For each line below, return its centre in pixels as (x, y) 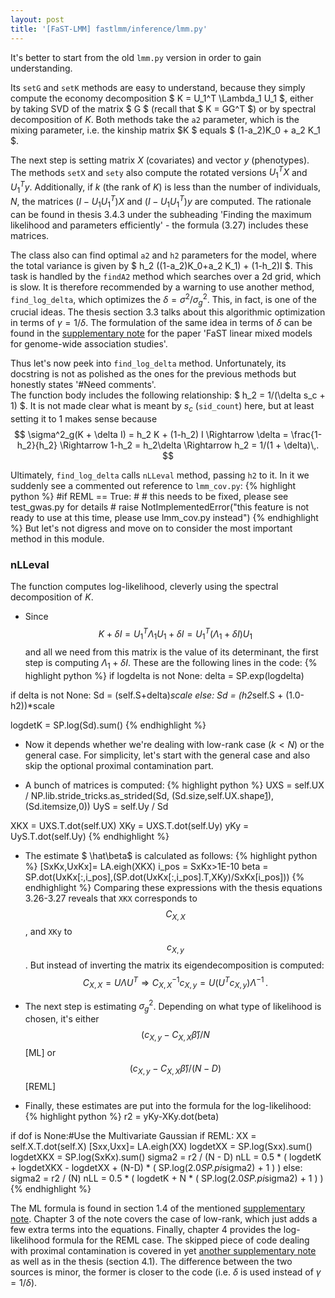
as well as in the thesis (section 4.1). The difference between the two (151, 1261)
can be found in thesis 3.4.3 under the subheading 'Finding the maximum (161, 214)
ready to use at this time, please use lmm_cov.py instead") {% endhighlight (164, 518)
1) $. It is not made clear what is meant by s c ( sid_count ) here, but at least (162, 407)
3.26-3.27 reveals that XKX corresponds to (111, 898)
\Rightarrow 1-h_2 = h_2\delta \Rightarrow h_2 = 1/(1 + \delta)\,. (189, 445)
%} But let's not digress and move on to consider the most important (151, 528)
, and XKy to (48, 932)
